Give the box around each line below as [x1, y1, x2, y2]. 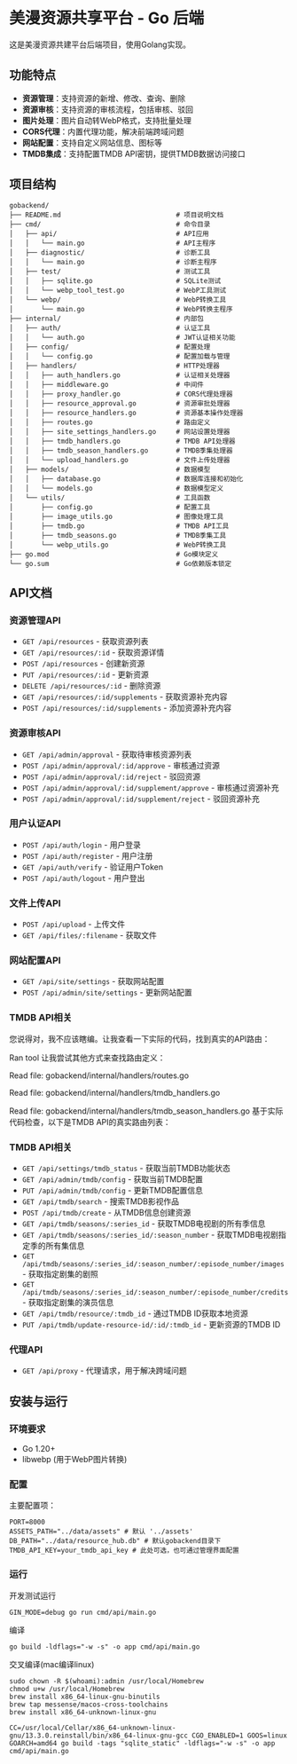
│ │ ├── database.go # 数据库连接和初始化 [9, 474, 244, 484]
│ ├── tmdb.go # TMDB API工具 [9, 521, 230, 531]
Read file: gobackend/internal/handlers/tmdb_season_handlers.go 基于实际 [9, 1106, 284, 1116]
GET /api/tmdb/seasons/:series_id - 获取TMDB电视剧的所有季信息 [21, 1218, 266, 1229]
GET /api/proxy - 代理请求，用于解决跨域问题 [21, 1366, 188, 1376]
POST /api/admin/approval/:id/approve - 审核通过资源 [21, 760, 220, 770]
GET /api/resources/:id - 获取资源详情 [21, 647, 165, 658]
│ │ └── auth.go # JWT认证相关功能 [9, 333, 236, 342]
